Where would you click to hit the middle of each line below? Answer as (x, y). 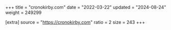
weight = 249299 (23, 12)
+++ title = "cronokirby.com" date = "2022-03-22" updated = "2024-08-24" (86, 7)
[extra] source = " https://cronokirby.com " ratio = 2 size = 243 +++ (75, 22)
